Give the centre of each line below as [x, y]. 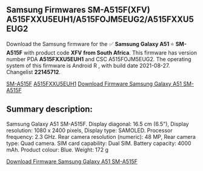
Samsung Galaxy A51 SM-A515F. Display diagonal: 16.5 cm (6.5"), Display [98, 124]
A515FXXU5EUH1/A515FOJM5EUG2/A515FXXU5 [100, 20]
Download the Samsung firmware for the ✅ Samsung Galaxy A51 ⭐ [90, 44]
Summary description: [49, 109]
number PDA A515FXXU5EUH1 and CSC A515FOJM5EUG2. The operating [99, 59]
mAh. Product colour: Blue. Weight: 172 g [58, 149]
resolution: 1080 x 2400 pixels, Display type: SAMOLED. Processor [89, 130]
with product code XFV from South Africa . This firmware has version [111, 52]
